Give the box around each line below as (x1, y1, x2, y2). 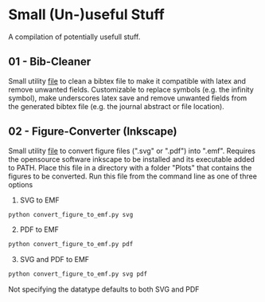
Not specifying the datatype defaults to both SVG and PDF (8, 284, 200, 294)
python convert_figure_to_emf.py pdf (8, 241, 134, 249)
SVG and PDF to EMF (19, 255, 90, 265)
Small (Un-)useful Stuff (8, 6, 165, 24)
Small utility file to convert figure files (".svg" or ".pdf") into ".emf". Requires (8, 146, 256, 155)
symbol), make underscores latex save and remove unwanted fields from (8, 93, 247, 103)
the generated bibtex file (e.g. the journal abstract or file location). (8, 101, 224, 111)
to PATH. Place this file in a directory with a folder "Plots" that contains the (8, 163, 252, 172)
